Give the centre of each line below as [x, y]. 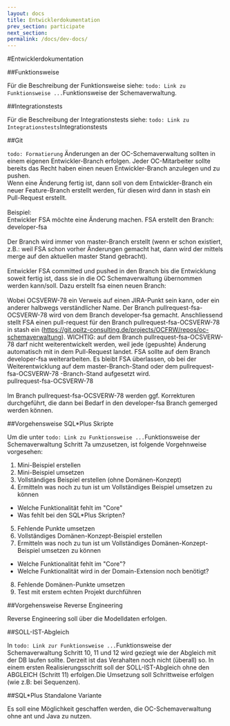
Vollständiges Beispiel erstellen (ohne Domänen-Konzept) [99, 480]
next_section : [28, 33]
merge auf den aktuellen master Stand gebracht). [77, 257]
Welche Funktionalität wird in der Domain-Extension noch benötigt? [113, 571]
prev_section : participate [46, 26]
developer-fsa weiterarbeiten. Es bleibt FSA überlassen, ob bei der [102, 359]
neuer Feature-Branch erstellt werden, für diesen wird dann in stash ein [109, 190]
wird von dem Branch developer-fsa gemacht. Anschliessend [136, 315]
